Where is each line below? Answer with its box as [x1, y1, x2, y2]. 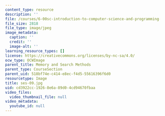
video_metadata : [5, 99, 38, 104]
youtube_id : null [9, 104, 45, 109]
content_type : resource [5, 7, 54, 12]
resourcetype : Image [5, 76, 48, 81]
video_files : [5, 90, 32, 95]
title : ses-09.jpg [5, 80, 43, 85]
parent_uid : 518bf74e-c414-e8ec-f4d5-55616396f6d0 [5, 72, 111, 77]
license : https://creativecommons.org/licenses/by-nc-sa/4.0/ [5, 53, 135, 58]
